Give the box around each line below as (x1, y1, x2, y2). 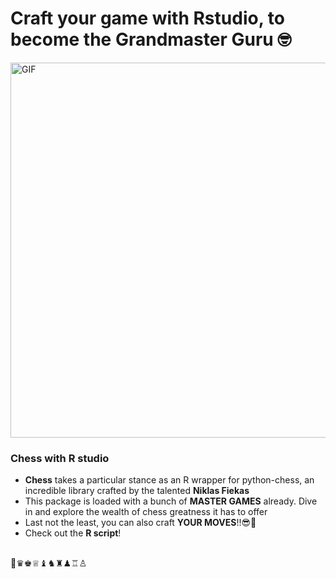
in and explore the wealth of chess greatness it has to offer (24, 506, 268, 518)
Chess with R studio (10, 451, 110, 465)
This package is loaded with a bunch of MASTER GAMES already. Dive (24, 495, 318, 507)
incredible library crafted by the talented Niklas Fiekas (24, 485, 250, 497)
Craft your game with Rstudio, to (10, 7, 285, 30)
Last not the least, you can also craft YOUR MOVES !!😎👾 (24, 517, 257, 529)
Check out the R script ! (24, 527, 122, 539)
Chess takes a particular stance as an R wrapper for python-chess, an (24, 474, 315, 486)
